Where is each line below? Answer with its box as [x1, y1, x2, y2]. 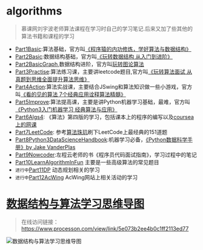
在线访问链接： [21, 218, 59, 225]
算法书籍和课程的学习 [21, 32, 75, 40]
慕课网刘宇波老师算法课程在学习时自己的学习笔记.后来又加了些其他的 [21, 25, 193, 32]
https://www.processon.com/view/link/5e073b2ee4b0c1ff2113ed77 [21, 225, 189, 232]
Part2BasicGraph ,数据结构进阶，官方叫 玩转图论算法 [15, 60, 144, 68]
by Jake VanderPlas [25, 143, 76, 150]
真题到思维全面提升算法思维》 [15, 75, 90, 83]
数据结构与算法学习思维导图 [6, 197, 145, 211]
